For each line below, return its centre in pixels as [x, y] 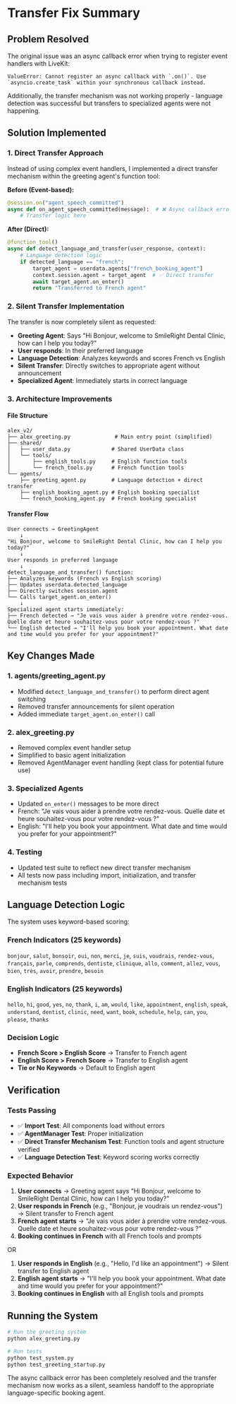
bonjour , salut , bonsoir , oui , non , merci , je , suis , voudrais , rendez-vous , [111, 955]
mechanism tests [42, 883]
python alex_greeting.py [44, 1338]
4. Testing [25, 852]
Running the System [53, 1316]
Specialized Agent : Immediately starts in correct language [103, 380]
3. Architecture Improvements [60, 399]
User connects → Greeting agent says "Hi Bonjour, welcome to [109, 1191]
